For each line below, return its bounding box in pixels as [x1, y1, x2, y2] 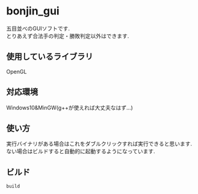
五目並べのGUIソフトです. [6, 25, 70, 32]
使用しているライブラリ [6, 52, 93, 62]
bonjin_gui [6, 4, 60, 18]
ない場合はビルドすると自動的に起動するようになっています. [6, 148, 155, 155]
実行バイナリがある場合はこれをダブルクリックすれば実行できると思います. [6, 140, 193, 148]
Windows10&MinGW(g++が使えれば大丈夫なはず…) [6, 104, 134, 111]
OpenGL [6, 68, 27, 75]
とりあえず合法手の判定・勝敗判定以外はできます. [6, 32, 129, 40]
